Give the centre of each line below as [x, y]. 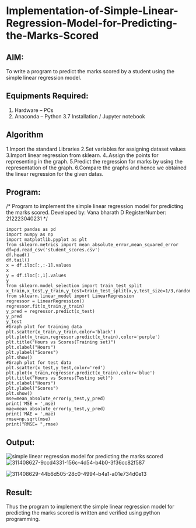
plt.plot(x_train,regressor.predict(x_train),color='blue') [81, 373]
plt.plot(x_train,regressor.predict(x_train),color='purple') [83, 337]
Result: [19, 493]
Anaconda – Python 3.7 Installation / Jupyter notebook [80, 116]
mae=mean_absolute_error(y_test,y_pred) [56, 409]
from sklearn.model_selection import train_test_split [74, 286]
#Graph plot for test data [39, 363]
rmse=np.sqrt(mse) [28, 419]
